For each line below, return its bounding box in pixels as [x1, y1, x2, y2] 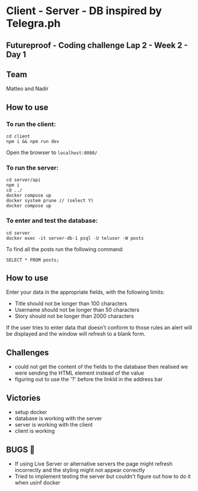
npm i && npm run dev [6, 139, 60, 145]
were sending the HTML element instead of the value [14, 369, 144, 376]
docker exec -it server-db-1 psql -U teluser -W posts [6, 235, 144, 241]
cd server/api [6, 177, 41, 183]
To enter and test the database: [6, 217, 98, 225]
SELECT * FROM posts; [6, 257, 60, 263]
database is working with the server [14, 415, 102, 422]
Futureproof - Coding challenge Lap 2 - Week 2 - [6, 40, 188, 50]
